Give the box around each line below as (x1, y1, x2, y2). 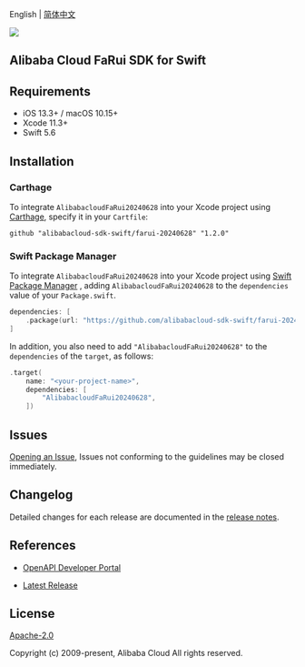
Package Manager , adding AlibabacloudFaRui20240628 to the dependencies (9, 280, 289, 291)
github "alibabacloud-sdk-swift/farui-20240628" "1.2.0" (9, 228, 230, 237)
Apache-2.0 (9, 630, 54, 641)
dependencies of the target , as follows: (9, 350, 154, 361)
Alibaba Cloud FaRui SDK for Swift (9, 53, 207, 68)
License (9, 606, 55, 622)
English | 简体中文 (9, 9, 76, 19)
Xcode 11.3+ (22, 117, 68, 128)
